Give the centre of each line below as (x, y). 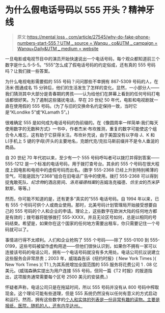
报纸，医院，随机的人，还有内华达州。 (44, 306)
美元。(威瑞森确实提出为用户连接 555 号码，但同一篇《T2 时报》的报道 (77, 270)
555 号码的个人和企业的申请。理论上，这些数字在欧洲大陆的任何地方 (84, 211)
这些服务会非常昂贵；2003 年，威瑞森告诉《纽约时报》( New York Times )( (81, 258)
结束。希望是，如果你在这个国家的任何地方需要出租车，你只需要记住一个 (82, 223)
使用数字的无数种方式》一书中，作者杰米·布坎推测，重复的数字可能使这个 (79, 129)
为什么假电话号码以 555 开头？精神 (75, 10)
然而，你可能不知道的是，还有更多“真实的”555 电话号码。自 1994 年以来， (80, 199)
